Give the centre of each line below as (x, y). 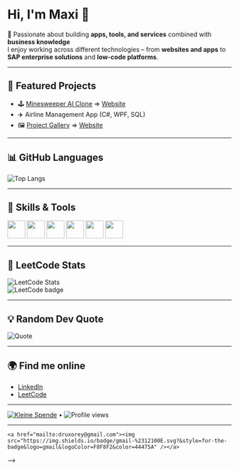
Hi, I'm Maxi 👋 (49, 15)
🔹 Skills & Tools (42, 207)
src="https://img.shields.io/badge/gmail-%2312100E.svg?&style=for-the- (117, 441)
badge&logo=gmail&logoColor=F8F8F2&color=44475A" (83, 447)
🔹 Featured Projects (52, 86)
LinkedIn (30, 387)
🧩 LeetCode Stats (47, 265)
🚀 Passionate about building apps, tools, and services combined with (110, 34)
